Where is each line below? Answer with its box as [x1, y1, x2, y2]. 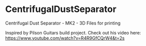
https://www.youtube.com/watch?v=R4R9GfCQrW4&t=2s [5, 35, 125, 41]
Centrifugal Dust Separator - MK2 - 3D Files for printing [5, 20, 121, 26]
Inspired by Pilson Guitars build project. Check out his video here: [5, 29, 141, 35]
